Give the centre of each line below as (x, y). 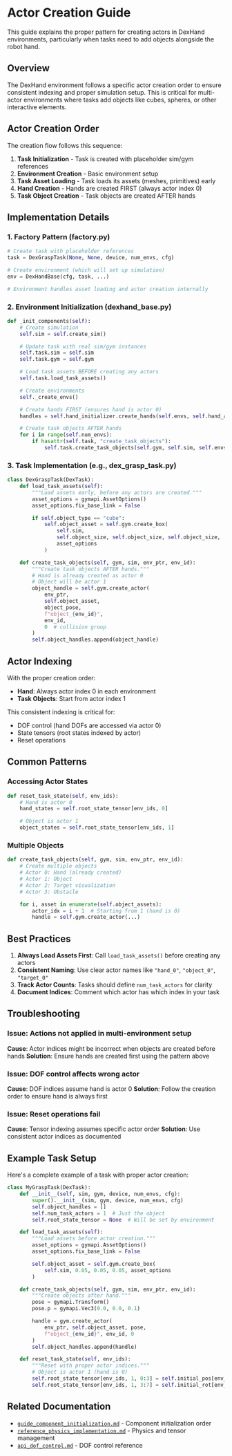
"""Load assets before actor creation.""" (94, 1239)
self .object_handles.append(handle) (85, 1347)
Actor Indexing (40, 661)
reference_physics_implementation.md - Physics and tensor (101, 1430)
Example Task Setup (52, 1158)
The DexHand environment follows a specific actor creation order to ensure (115, 85)
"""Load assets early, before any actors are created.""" (117, 492)
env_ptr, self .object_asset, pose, (95, 1327)
